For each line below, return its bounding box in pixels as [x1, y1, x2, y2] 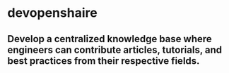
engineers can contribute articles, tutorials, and [7, 44, 223, 55]
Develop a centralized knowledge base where [7, 33, 212, 45]
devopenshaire [7, 5, 98, 21]
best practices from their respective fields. [7, 55, 200, 67]
